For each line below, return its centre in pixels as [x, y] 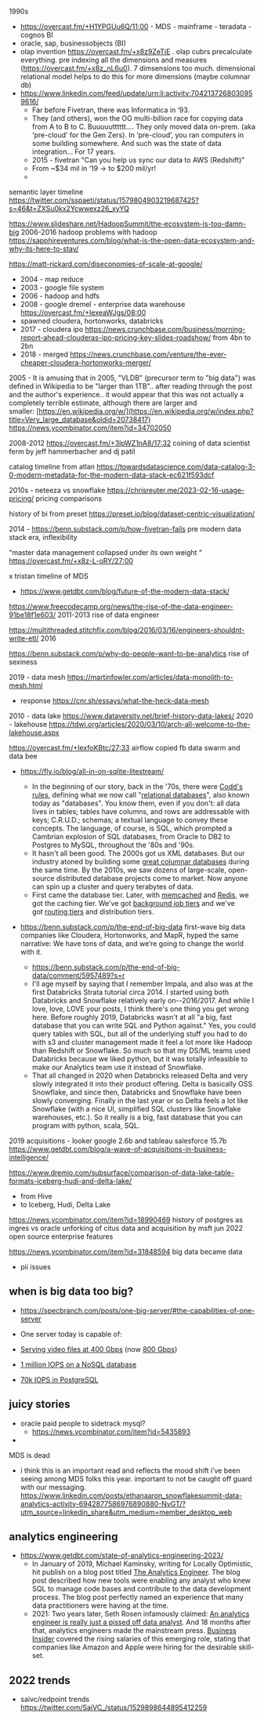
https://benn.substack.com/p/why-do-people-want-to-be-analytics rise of [129, 654]
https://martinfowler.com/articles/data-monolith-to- [150, 677]
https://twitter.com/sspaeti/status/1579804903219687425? [104, 200]
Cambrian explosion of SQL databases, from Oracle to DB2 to [131, 836]
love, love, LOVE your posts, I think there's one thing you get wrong [140, 1009]
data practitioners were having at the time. [100, 1605]
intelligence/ [29, 1158]
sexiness [23, 662]
